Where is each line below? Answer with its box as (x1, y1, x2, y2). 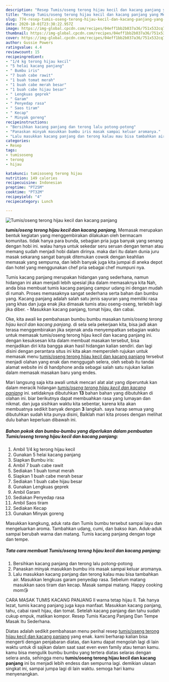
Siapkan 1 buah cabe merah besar (13, 473, 83, 479)
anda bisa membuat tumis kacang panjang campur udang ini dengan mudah (6, 285, 163, 291)
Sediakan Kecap (13, 505, 47, 511)
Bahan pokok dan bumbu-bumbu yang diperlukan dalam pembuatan (6, 428, 152, 434)
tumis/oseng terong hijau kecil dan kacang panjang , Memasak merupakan (6, 227, 163, 233)
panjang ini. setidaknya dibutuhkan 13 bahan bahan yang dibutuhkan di (6, 390, 153, 396)
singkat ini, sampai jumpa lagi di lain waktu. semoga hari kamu (6, 665, 134, 671)
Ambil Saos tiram (13, 499, 48, 506)
